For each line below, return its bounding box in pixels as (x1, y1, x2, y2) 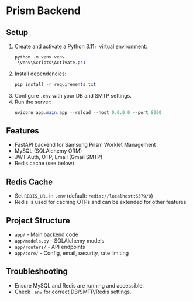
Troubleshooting (6, 267, 68, 276)
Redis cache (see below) (14, 160, 75, 167)
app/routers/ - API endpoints (14, 243, 85, 250)
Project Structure (6, 215, 70, 226)
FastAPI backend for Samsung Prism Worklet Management (14, 141, 156, 148)
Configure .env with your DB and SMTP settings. (14, 92, 132, 99)
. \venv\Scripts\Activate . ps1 (14, 60, 86, 65)
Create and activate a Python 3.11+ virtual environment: (14, 43, 147, 50)
